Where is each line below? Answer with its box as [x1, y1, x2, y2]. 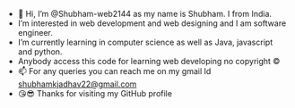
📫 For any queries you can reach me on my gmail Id [17, 66, 212, 76]
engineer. [17, 28, 54, 37]
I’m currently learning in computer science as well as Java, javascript [17, 37, 273, 47]
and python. [17, 46, 63, 57]
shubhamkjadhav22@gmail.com [17, 79, 137, 89]
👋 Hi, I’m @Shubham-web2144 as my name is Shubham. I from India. [17, 9, 272, 19]
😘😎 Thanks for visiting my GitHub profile [17, 88, 173, 98]
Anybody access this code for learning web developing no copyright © [17, 56, 281, 66]
